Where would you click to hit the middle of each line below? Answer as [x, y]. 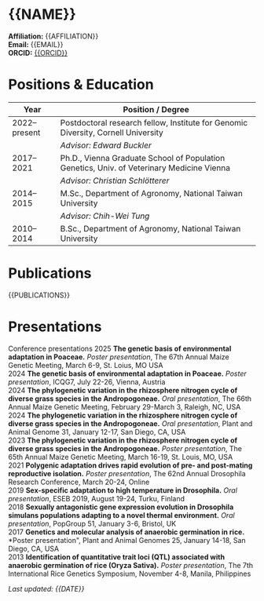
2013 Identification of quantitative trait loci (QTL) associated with [117, 557]
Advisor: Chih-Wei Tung [105, 216]
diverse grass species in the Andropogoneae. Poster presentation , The [125, 448]
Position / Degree [156, 109]
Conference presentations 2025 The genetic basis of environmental [120, 348]
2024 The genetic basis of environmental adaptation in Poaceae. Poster [128, 373]
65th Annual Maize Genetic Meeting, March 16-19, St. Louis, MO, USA [121, 457]
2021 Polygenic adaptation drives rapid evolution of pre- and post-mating [130, 465]
